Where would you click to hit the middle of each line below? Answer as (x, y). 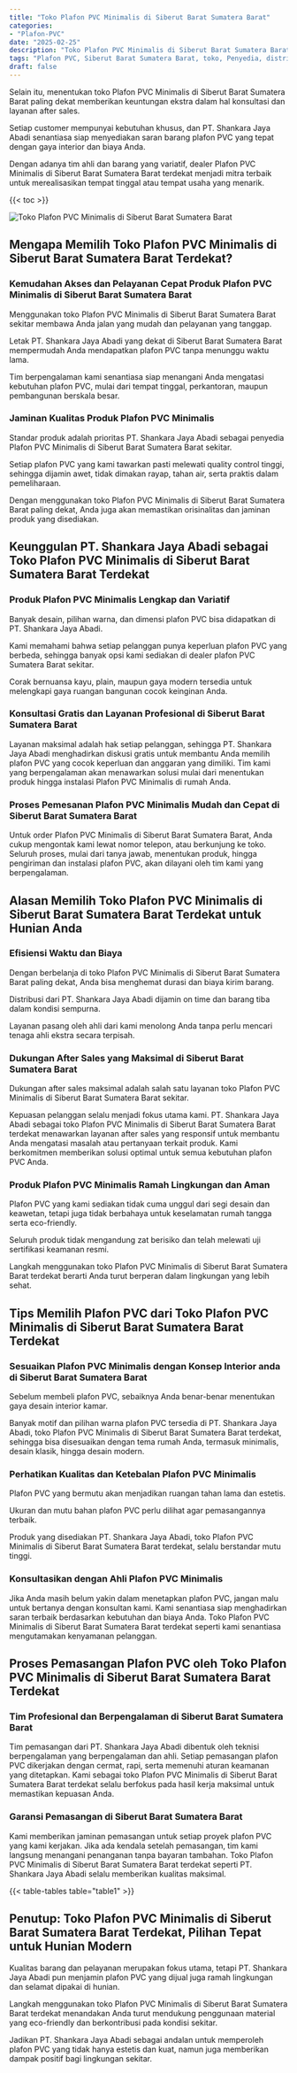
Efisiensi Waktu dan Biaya (66, 953)
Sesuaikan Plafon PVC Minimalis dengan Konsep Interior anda (145, 1366)
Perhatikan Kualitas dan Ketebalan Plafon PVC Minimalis (133, 1475)
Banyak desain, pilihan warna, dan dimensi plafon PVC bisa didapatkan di (142, 619)
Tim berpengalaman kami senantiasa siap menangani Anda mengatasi (137, 376)
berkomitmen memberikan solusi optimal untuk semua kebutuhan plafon (141, 1152)
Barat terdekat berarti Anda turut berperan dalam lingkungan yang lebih (139, 1276)
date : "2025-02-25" (45, 42)
